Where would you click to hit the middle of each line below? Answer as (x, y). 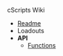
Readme (29, 23)
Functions (42, 45)
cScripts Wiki (26, 10)
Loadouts (31, 31)
